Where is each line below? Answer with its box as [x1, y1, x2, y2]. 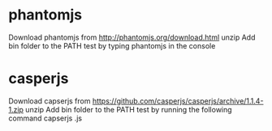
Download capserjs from [8, 95, 91, 106]
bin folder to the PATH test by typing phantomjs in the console [8, 40, 216, 50]
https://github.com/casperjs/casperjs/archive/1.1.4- [92, 95, 264, 106]
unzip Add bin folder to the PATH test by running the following [25, 104, 233, 114]
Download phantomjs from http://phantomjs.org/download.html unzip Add [8, 32, 256, 42]
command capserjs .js [8, 113, 83, 123]
